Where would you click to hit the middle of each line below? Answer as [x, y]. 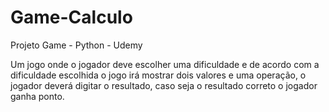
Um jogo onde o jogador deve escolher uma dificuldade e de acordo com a [165, 64]
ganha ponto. [37, 96]
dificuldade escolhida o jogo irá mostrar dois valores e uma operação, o [158, 75]
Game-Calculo [71, 17]
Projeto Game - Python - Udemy [76, 45]
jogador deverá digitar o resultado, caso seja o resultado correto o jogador [164, 85]
